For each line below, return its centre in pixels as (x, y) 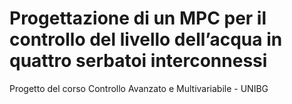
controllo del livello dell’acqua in (146, 39)
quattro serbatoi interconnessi (138, 61)
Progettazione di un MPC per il (138, 18)
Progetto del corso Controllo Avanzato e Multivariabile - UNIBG (139, 88)
